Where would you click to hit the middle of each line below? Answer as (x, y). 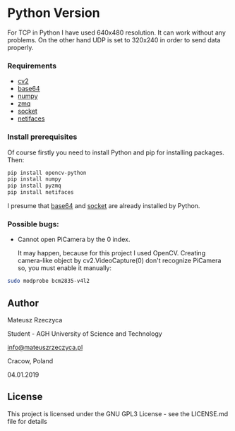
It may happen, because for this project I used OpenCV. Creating (112, 253)
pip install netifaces (41, 193)
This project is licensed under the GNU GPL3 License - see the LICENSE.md (118, 413)
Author (23, 303)
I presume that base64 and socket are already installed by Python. (104, 206)
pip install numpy (34, 179)
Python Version (54, 13)
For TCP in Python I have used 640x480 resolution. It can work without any (116, 32)
